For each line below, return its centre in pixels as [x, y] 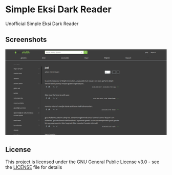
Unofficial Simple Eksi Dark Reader [42, 24]
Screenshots [26, 40]
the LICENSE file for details [34, 167]
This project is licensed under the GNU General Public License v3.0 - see [82, 162]
